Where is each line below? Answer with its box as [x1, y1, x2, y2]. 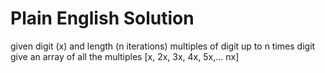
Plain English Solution [10, 7, 195, 30]
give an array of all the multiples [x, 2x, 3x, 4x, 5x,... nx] [10, 50, 240, 62]
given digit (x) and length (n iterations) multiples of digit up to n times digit [10, 40, 316, 52]
